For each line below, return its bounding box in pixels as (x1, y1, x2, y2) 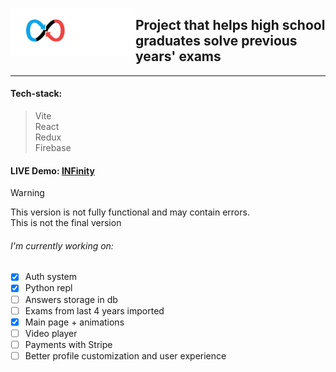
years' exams (135, 48, 222, 65)
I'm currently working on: (10, 239, 114, 252)
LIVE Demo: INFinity (10, 164, 95, 177)
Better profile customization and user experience (24, 349, 227, 362)
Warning (10, 187, 45, 199)
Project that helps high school (135, 17, 326, 34)
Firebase (34, 142, 72, 154)
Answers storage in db (24, 293, 118, 305)
